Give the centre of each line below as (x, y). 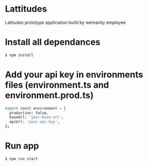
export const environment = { (36, 108)
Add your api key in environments (74, 74)
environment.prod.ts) (49, 95)
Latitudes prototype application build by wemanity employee (66, 22)
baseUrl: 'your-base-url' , (37, 117)
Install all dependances (53, 42)
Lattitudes (26, 9)
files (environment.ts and (57, 85)
